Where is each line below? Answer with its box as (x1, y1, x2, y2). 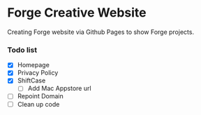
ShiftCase (17, 76, 46, 85)
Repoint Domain (17, 92, 64, 100)
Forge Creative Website (7, 5, 147, 21)
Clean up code (17, 100, 60, 108)
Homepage (17, 61, 50, 69)
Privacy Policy (17, 69, 59, 77)
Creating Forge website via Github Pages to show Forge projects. (7, 28, 194, 36)
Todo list (7, 45, 37, 55)
